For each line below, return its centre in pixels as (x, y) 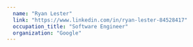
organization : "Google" (47, 33)
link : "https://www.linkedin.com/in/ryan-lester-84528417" (100, 20)
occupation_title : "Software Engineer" (71, 26)
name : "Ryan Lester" (43, 13)
